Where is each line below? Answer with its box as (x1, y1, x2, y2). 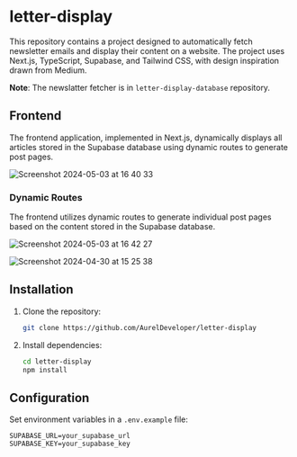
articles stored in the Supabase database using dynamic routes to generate (9, 141, 289, 152)
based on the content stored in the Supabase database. (9, 221, 216, 232)
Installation (9, 282, 74, 298)
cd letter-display (22, 357, 92, 366)
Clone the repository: (22, 306, 102, 317)
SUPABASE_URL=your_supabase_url (9, 432, 130, 441)
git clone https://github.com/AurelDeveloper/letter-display (22, 323, 257, 332)
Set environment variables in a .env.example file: (9, 414, 189, 425)
